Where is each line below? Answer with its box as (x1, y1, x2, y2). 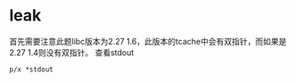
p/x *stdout (9, 64, 53, 74)
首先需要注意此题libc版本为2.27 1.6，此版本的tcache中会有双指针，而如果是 (9, 36, 287, 46)
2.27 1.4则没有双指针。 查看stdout (9, 46, 135, 58)
